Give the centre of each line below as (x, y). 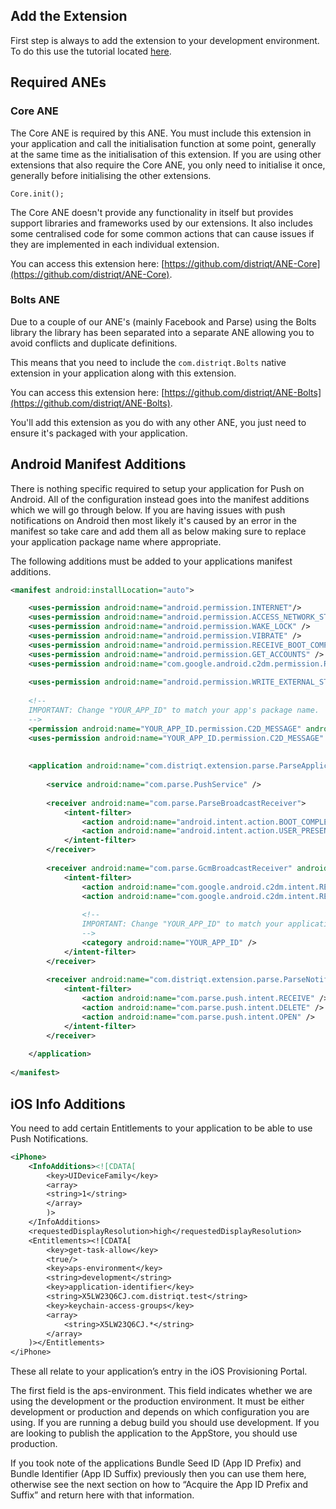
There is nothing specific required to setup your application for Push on (157, 488)
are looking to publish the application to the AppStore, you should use (154, 1433)
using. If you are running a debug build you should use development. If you (165, 1423)
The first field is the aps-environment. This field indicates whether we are (161, 1391)
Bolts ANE (35, 300)
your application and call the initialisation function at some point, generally (163, 143)
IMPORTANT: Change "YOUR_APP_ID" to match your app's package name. (174, 710)
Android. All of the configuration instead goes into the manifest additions (160, 499)
